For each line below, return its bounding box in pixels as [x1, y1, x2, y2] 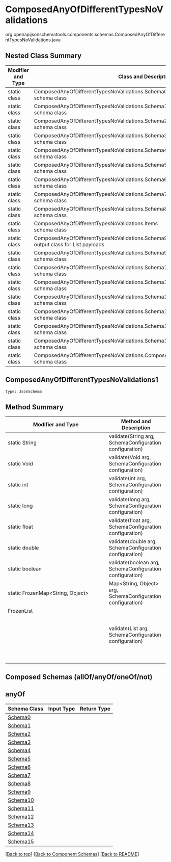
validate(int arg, [108, 475, 147, 482]
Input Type [48, 705, 75, 712]
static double [8, 544, 39, 552]
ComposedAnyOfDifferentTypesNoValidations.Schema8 [34, 205, 168, 212]
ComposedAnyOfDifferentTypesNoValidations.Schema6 [34, 176, 168, 183]
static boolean [8, 565, 42, 572]
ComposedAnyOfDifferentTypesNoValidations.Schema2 [34, 117, 168, 124]
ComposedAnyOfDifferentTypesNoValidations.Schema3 [34, 132, 168, 139]
